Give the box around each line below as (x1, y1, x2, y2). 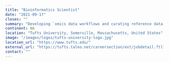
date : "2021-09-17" (5, 12, 46, 17)
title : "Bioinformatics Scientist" (5, 7, 80, 12)
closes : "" (5, 16, 28, 21)
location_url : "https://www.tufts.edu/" (5, 40, 92, 45)
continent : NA (5, 26, 35, 31)
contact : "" (5, 49, 30, 54)
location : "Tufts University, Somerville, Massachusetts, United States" (5, 30, 163, 35)
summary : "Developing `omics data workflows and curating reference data (5, 21, 163, 26)
